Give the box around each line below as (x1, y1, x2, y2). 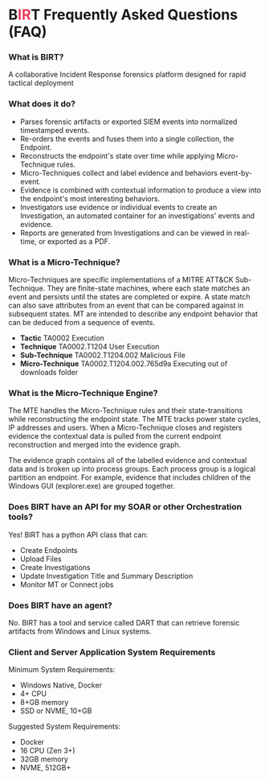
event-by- (219, 167, 253, 178)
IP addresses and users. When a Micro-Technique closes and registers (8, 423, 243, 432)
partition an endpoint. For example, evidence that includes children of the (8, 473, 251, 482)
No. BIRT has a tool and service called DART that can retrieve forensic (8, 617, 240, 627)
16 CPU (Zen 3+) (19, 746, 75, 756)
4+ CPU (19, 689, 47, 699)
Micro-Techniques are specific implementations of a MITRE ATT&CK (8, 275, 234, 285)
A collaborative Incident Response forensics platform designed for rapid (8, 70, 247, 80)
